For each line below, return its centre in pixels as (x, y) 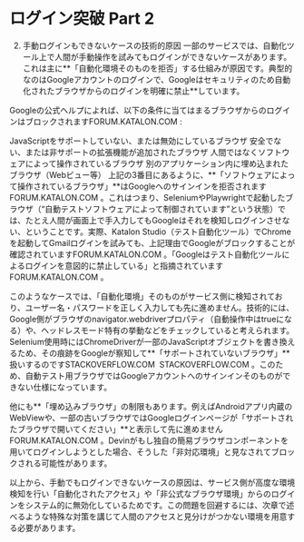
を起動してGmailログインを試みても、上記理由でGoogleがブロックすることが (152, 242)
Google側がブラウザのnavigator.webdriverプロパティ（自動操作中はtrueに (147, 319)
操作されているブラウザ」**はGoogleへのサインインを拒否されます (142, 186)
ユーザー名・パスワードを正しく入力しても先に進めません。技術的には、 (160, 307)
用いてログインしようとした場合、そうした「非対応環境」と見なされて (141, 451)
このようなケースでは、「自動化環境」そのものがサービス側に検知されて (142, 296)
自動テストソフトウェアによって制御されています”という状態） (162, 209)
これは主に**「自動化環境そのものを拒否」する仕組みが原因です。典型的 (157, 68)
